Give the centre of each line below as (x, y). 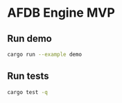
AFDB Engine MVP (61, 13)
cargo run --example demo (44, 54)
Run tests (28, 76)
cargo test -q (28, 92)
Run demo (29, 39)
